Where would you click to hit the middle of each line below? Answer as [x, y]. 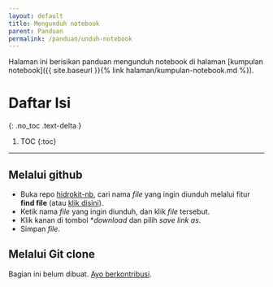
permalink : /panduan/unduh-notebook [70, 39]
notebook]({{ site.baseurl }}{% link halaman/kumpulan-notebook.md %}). [131, 71]
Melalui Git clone [52, 254]
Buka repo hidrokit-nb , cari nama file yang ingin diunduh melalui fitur [135, 194]
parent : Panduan [36, 31]
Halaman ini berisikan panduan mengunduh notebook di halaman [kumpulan [136, 62]
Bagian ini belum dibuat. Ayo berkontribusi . [80, 274]
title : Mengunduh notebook [54, 24]
